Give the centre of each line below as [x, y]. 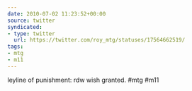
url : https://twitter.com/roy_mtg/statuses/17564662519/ [100, 40]
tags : [15, 47]
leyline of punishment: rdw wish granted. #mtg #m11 [83, 80]
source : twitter [31, 20]
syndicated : [25, 27]
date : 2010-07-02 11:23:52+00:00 [57, 14]
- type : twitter [31, 34]
